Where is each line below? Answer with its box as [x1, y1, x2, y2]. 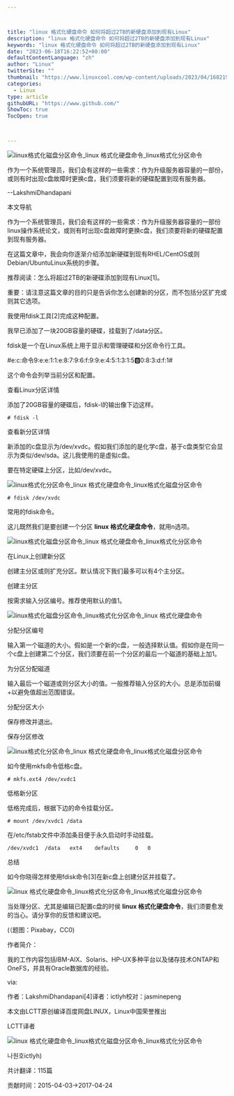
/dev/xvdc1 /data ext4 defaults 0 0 [7, 844, 151, 851]
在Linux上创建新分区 [7, 552, 66, 560]
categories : [7, 80, 42, 87]
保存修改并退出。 [7, 718, 56, 725]
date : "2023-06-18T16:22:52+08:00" [7, 48, 111, 55]
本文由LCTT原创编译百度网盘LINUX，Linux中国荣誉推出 [7, 1008, 167, 1015]
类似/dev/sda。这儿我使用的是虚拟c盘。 [19, 451, 134, 459]
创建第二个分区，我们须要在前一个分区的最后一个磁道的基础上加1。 [29, 649, 221, 658]
